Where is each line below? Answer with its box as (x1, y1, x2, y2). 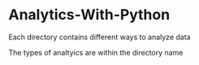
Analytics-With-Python (8, 6, 171, 24)
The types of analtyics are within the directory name (8, 47, 184, 57)
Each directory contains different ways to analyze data (8, 32, 191, 42)
